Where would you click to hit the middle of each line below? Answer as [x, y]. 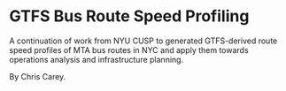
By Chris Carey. [38, 76]
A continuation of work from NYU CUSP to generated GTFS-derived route [143, 41]
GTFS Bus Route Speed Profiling [129, 16]
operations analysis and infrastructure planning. [97, 59]
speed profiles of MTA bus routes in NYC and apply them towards [129, 49]
